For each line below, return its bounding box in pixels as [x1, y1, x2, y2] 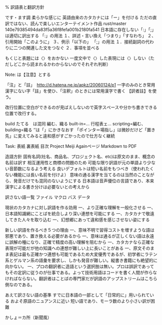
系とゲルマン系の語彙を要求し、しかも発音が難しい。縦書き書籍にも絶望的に [5, 257, 158, 263]
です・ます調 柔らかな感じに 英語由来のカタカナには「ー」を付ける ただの [5, 15, 153, 20]
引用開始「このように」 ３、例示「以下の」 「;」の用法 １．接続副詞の [5, 39, 146, 45]
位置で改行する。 [5, 111, 39, 116]
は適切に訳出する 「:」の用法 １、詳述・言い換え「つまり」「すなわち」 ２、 [5, 33, 156, 38]
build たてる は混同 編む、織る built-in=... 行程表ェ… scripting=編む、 [5, 121, 146, 126]
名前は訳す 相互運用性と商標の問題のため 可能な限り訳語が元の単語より [5, 160, 147, 165]
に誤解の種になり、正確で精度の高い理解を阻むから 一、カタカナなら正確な [5, 239, 155, 245]
